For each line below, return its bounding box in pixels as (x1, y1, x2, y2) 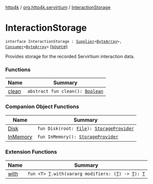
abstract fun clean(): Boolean (27, 89, 104, 94)
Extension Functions (5, 148, 57, 155)
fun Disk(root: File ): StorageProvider (37, 125, 134, 132)
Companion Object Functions (5, 103, 80, 110)
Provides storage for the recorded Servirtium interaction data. (5, 53, 135, 59)
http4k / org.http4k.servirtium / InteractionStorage (5, 5, 111, 10)
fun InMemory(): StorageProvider (37, 134, 119, 140)
